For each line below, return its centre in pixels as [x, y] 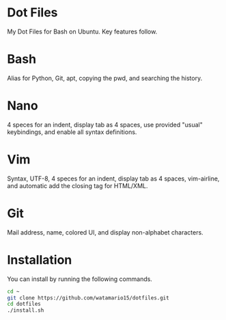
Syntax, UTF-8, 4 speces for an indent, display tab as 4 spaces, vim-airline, [113, 178]
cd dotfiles [24, 304]
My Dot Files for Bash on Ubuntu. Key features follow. [82, 31]
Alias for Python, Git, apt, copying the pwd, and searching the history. [105, 78]
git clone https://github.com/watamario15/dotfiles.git [88, 298]
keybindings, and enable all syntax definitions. [72, 132]
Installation [40, 259]
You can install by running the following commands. [80, 279]
